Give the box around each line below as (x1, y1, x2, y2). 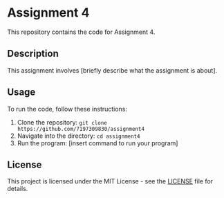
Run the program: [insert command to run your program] (17, 138, 178, 147)
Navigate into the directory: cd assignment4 (17, 132, 140, 140)
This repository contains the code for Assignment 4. (7, 28, 156, 36)
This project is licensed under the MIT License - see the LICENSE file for (7, 177, 213, 186)
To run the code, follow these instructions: (7, 105, 128, 113)
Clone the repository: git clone (17, 118, 107, 126)
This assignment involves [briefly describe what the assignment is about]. (7, 66, 218, 74)
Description (7, 48, 59, 60)
